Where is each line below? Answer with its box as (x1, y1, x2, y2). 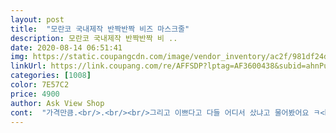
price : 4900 (10, 89, 60, 99)
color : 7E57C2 (10, 80, 70, 90)
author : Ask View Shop (10, 98, 105, 108)
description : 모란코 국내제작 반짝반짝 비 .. (10, 33, 178, 43)
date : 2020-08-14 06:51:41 (10, 42, 123, 53)
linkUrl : (10, 61, 47, 71)
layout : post (10, 14, 65, 25)
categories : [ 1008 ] (10, 71, 92, 81)
